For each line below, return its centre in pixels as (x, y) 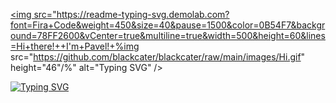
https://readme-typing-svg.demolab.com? (143, 14)
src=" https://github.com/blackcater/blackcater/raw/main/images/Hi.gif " (158, 57)
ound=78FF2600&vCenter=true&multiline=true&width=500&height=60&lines (168, 35)
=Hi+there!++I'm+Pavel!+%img (75, 46)
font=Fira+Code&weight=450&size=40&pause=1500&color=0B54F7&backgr (168, 25)
